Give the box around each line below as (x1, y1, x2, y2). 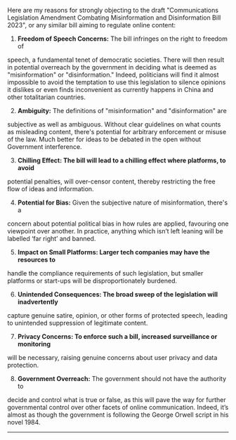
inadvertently (17, 298, 58, 306)
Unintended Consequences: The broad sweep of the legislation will (17, 290, 218, 298)
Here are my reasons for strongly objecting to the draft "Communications (7, 6, 219, 14)
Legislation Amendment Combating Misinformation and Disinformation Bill (7, 13, 221, 22)
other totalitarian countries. (7, 93, 86, 101)
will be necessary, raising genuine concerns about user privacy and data (7, 354, 218, 361)
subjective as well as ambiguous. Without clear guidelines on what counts (7, 120, 221, 129)
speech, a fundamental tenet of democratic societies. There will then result (7, 56, 225, 64)
